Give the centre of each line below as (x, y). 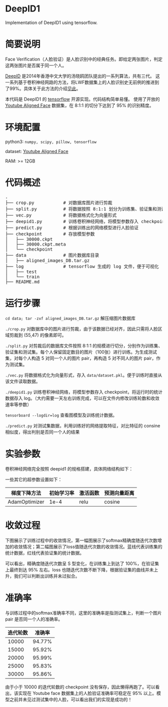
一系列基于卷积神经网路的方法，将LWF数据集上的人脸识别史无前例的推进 (80, 82)
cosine (112, 501)
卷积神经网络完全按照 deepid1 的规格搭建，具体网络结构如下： (69, 468)
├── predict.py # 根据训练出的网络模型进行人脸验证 (72, 227)
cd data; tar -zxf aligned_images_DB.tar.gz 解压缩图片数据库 (70, 318)
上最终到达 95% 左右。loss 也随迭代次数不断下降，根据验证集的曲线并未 (79, 569)
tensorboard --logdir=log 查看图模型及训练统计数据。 (61, 415)
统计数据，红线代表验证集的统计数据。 (44, 552)
